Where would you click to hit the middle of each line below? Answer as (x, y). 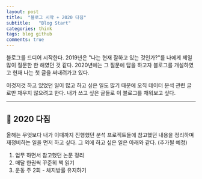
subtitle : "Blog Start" (38, 23)
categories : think (29, 29)
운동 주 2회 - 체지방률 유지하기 (51, 170)
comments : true (25, 40)
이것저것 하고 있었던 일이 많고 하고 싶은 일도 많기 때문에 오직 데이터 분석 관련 (96, 85)
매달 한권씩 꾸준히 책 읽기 (45, 162)
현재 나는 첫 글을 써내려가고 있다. (51, 72)
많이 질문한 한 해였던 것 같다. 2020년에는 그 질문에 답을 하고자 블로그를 (90, 65)
